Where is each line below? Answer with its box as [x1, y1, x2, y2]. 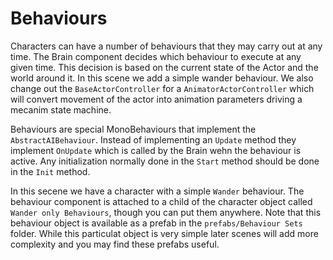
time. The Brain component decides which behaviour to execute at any [10, 50, 302, 62]
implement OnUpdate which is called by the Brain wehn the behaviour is [10, 144, 302, 156]
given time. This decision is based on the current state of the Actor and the [10, 61, 319, 73]
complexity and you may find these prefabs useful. [10, 238, 220, 250]
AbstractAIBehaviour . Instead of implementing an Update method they [10, 133, 297, 146]
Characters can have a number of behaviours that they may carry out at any [10, 40, 323, 52]
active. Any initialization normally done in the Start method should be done [10, 155, 320, 167]
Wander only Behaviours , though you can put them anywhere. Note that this [10, 206, 322, 218]
